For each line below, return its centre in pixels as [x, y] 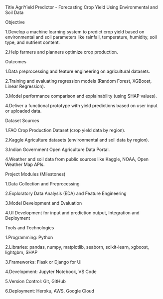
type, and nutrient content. [33, 42]
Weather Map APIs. [25, 164]
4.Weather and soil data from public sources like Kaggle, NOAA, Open [77, 159]
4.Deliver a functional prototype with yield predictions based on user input [81, 106]
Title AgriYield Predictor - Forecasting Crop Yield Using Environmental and [81, 7]
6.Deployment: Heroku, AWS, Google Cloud [50, 291]
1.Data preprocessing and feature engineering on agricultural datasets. [78, 71]
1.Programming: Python [29, 237]
